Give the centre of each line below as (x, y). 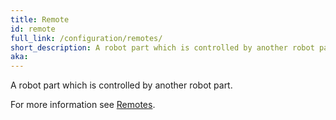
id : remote (33, 29)
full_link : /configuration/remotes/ (86, 38)
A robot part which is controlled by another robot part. (121, 85)
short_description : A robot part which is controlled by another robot (162, 47)
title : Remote (40, 19)
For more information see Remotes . (83, 105)
